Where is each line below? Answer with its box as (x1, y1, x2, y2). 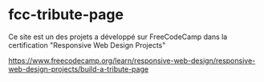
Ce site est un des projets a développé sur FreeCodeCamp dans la (8, 32, 228, 41)
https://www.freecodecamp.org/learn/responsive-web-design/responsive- (8, 56, 256, 65)
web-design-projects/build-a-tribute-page (8, 64, 149, 73)
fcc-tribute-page (8, 6, 124, 24)
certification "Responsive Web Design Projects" (8, 40, 166, 49)
